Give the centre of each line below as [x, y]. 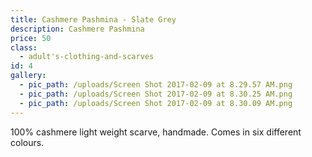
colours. [27, 142]
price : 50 [31, 38]
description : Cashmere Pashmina [77, 29]
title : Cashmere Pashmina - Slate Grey [93, 19]
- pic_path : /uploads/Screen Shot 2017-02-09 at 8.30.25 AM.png [156, 94]
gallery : [28, 76]
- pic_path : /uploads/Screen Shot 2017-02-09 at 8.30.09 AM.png [156, 103]
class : [24, 47]
